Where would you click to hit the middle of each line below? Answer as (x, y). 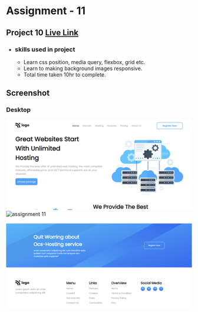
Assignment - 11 (46, 11)
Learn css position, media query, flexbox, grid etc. (84, 62)
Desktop (19, 110)
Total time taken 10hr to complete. (65, 74)
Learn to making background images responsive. (83, 68)
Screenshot (28, 93)
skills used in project (45, 49)
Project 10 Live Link (42, 33)
